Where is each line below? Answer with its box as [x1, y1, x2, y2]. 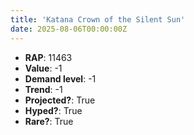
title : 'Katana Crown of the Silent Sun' [10, 14, 186, 25]
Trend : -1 [24, 83, 63, 95]
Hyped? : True [24, 104, 83, 116]
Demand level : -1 [24, 72, 97, 85]
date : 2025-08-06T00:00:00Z [10, 24, 128, 34]
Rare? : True [24, 115, 74, 127]
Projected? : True [24, 94, 96, 106]
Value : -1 [24, 62, 63, 74]
